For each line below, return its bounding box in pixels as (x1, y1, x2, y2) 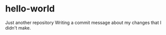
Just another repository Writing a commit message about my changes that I (5, 19, 162, 25)
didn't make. (5, 24, 31, 30)
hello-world (5, 3, 55, 14)
